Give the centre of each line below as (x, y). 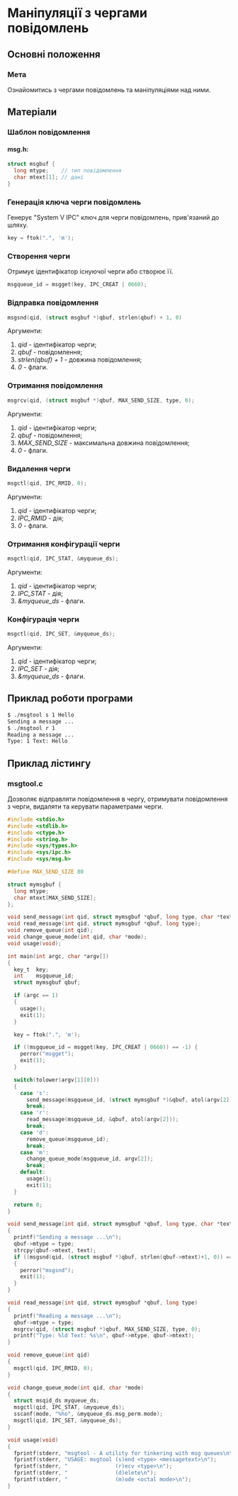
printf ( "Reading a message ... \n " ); (68, 1316)
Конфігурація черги (44, 619)
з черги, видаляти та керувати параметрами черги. (85, 806)
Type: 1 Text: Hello (38, 741)
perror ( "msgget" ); (47, 1054)
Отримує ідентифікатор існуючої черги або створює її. (90, 271)
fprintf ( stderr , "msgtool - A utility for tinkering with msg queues (118, 1453)
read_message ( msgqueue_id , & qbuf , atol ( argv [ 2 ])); (102, 1120)
